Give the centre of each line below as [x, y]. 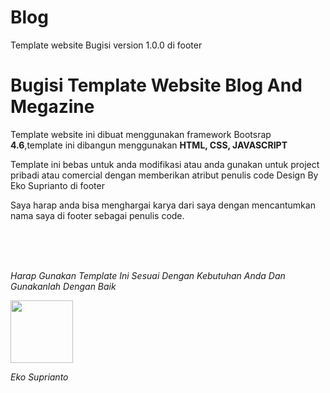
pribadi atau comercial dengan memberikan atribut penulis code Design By [164, 175]
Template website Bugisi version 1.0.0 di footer [106, 45]
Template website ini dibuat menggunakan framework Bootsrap [141, 134]
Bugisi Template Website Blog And [156, 85]
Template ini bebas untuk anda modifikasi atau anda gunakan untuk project [165, 164]
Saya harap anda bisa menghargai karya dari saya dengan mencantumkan [163, 205]
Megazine [52, 107]
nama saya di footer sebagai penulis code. [97, 215]
